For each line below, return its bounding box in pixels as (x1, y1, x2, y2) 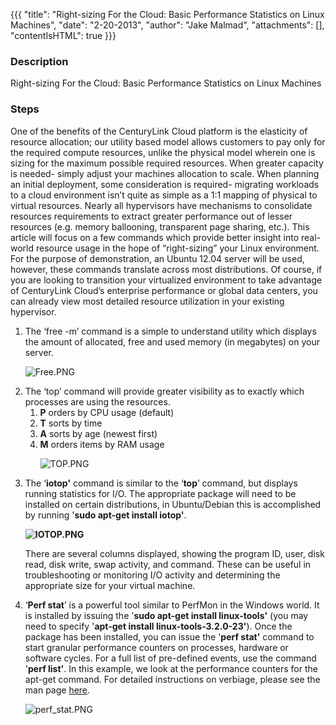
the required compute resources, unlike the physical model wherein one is (10, 146, 316, 158)
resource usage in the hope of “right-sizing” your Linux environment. (35, 242, 320, 254)
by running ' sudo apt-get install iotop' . (24, 509, 187, 521)
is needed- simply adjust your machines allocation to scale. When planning (10, 167, 320, 179)
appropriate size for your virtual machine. (24, 579, 196, 591)
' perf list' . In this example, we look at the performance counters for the (24, 662, 318, 674)
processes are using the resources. (24, 395, 171, 408)
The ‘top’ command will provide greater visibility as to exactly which (24, 385, 305, 397)
